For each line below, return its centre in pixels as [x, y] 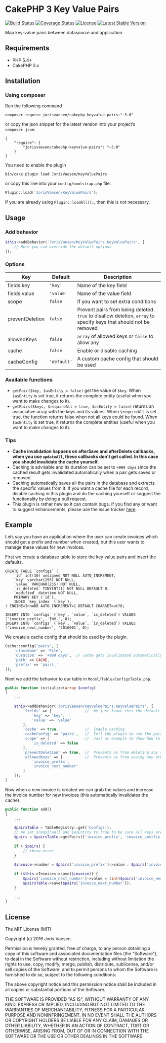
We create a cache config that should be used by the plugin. [66, 637]
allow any [88, 342]
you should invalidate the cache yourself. [56, 462]
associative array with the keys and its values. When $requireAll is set [84, 412]
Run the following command [34, 106]
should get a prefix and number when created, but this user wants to [75, 542]
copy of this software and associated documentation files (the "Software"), [82, 954]
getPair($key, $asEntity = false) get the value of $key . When [77, 390]
